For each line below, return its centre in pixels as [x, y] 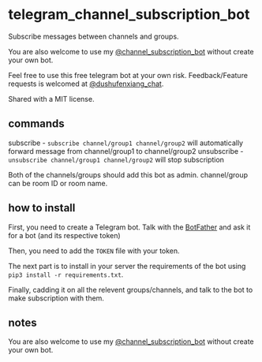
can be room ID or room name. [58, 183]
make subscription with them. [56, 298]
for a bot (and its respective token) [64, 235]
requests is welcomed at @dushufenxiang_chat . [86, 84]
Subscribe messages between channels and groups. [94, 36]
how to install [42, 208]
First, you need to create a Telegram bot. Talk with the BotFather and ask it [129, 227]
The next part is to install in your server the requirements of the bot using [127, 266]
